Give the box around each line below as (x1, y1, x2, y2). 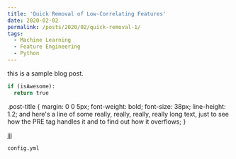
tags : (7, 30, 23, 37)
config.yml (7, 144, 40, 152)
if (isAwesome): (7, 83, 55, 90)
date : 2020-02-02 (7, 17, 59, 24)
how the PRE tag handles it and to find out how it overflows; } (7, 117, 186, 126)
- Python (13, 50, 40, 57)
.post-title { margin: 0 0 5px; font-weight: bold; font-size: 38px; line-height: (7, 102, 226, 110)
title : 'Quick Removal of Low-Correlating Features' (7, 10, 167, 18)
